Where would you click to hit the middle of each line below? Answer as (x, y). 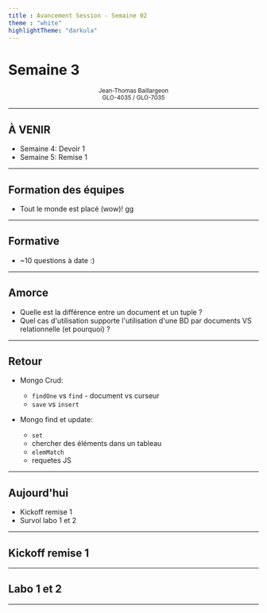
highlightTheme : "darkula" (53, 30)
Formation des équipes (66, 190)
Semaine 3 (44, 70)
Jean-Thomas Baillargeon (133, 91)
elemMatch (48, 453)
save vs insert (55, 404)
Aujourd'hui (39, 493)
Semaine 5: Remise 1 (53, 157)
